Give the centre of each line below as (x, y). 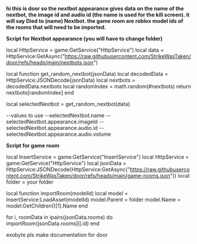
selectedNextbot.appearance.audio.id (52, 128)
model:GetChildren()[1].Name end (47, 206)
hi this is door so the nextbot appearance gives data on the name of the (95, 9)
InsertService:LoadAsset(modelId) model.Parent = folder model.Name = (93, 200)
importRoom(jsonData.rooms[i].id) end (53, 223)
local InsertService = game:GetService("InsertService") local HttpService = (98, 157)
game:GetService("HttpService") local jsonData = (66, 163)
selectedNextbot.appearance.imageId (52, 122)
